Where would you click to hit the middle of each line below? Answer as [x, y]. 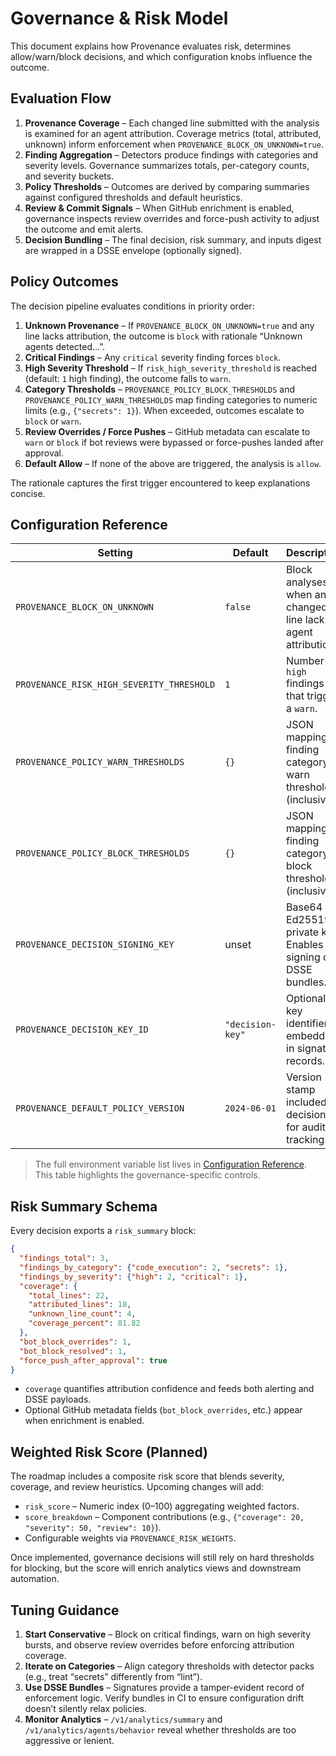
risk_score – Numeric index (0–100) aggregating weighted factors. [162, 1506]
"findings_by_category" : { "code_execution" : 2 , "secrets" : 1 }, [154, 1267]
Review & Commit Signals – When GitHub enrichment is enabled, [159, 208]
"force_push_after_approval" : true [93, 1360]
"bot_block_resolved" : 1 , [73, 1351]
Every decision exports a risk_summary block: [103, 1231]
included [306, 1102]
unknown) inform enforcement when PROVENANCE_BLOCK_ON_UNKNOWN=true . [174, 144]
